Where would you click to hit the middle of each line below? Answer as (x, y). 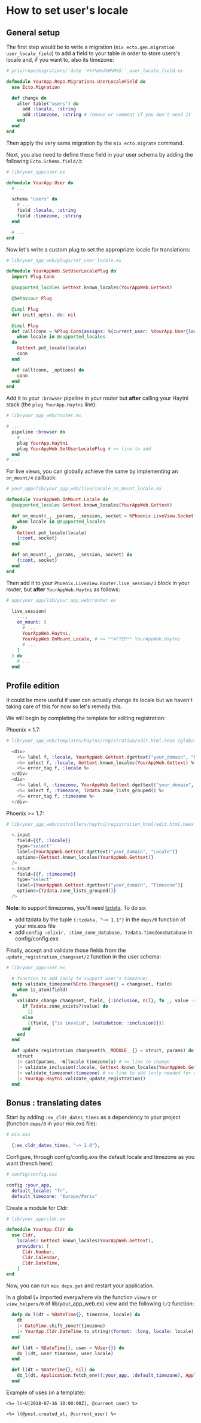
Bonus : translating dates (54, 1103)
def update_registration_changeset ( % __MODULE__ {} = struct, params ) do (103, 1051)
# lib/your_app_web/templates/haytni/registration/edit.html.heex (91, 741)
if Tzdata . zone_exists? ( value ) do (65, 1006)
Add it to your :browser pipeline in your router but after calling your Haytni (97, 398)
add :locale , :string (49, 109)
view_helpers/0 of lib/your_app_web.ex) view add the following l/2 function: (100, 1304)
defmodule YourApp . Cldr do (40, 1230)
